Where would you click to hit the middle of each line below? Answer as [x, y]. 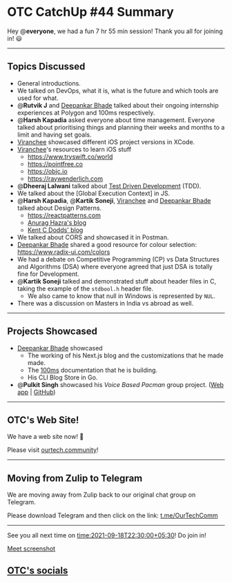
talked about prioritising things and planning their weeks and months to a [121, 127]
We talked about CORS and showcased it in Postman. [93, 237]
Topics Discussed [46, 67]
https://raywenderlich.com [65, 178]
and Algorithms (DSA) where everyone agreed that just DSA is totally [115, 266]
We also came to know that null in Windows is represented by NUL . [121, 296]
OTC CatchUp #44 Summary [90, 12]
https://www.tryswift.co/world [70, 157]
